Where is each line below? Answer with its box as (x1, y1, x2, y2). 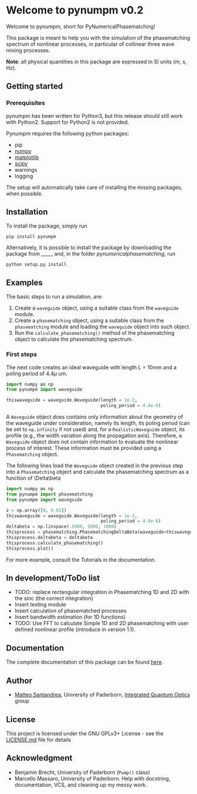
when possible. (6, 190, 43, 197)
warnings (14, 166, 38, 173)
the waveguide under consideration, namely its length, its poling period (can (6, 420, 190, 427)
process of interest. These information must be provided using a (6, 444, 161, 452)
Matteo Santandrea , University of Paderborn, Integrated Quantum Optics (14, 691, 191, 698)
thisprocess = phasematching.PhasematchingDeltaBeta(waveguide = (6, 529, 167, 535)
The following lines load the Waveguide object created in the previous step (6, 462, 184, 469)
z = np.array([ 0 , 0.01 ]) (6, 507, 67, 513)
